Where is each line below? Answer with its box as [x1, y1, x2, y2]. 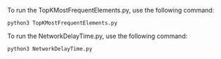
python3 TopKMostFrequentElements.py [7, 20, 118, 27]
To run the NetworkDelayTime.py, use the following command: [7, 32, 188, 40]
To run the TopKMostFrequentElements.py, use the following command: [7, 6, 215, 14]
